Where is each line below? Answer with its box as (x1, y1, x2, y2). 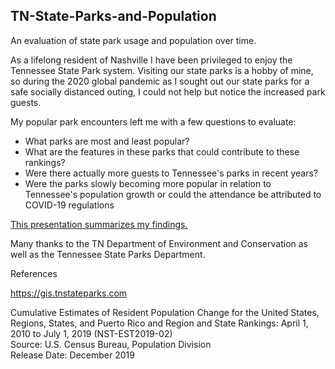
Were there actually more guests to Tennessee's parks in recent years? (24, 167, 318, 179)
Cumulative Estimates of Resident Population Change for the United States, (10, 306, 320, 318)
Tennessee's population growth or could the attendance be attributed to (24, 188, 322, 200)
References (10, 267, 58, 279)
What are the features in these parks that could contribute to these (24, 145, 300, 158)
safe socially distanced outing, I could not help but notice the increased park (10, 85, 326, 98)
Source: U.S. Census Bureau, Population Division (10, 338, 212, 350)
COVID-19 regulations (24, 199, 115, 211)
